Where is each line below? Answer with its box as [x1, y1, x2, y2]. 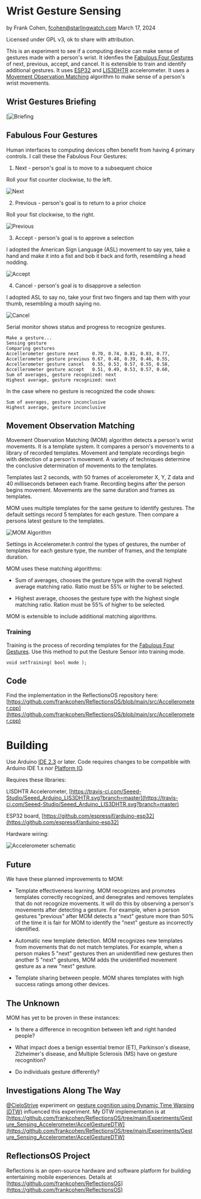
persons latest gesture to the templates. [6, 517, 105, 524]
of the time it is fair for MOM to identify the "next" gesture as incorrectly [14, 919, 193, 927]
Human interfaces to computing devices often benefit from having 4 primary [6, 146, 195, 153]
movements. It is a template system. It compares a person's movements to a [6, 443, 195, 450]
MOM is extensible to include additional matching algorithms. [6, 613, 157, 620]
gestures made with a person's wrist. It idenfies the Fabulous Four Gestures [6, 54, 194, 61]
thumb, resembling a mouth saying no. [6, 299, 101, 307]
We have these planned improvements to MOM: [6, 875, 124, 883]
